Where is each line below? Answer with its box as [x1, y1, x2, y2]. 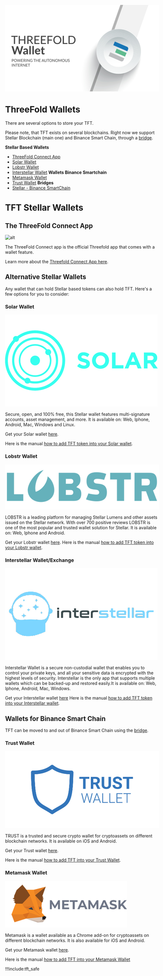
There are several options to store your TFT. [5, 120, 94, 126]
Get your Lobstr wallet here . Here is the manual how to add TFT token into [5, 540, 154, 545]
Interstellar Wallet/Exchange [5, 557, 74, 564]
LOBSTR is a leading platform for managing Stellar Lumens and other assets [5, 514, 158, 520]
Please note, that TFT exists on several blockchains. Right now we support [5, 130, 155, 136]
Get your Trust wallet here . [5, 848, 59, 854]
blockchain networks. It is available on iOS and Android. [5, 838, 117, 844]
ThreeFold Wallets [5, 104, 81, 115]
